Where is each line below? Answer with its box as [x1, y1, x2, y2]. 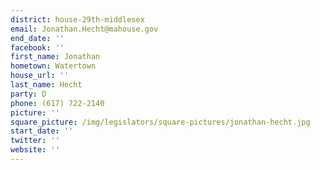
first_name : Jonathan [10, 52, 101, 62]
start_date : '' [10, 126, 74, 136]
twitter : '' [10, 136, 60, 146]
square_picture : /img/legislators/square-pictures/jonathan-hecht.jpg [10, 117, 311, 127]
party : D [10, 89, 47, 99]
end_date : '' [10, 33, 65, 43]
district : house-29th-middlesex [10, 14, 145, 25]
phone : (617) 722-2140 [10, 98, 105, 108]
